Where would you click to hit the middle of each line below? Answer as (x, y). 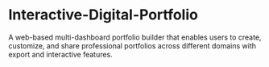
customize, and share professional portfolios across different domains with (132, 45)
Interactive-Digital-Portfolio (103, 15)
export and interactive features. (60, 54)
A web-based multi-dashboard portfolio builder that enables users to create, (135, 37)
